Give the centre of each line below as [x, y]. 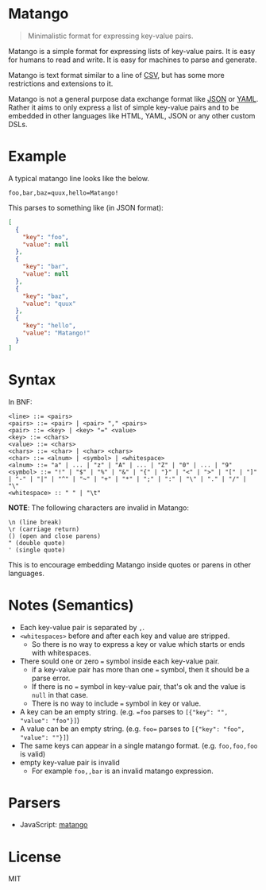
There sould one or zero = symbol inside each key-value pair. [120, 661]
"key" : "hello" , [50, 326]
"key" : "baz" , [46, 296]
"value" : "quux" [50, 304]
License [35, 857]
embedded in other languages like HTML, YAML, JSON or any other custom [132, 115]
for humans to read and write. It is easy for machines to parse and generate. [133, 60]
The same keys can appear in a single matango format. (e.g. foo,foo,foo [139, 745]
